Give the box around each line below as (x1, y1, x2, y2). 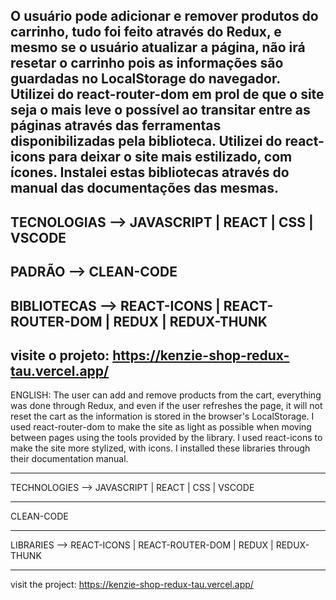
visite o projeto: (10, 347, 110, 364)
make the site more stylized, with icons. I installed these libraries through (10, 442, 311, 454)
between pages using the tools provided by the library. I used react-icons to (10, 432, 323, 444)
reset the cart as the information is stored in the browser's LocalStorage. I (10, 410, 315, 423)
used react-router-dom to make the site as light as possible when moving (10, 421, 312, 433)
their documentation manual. (10, 453, 129, 465)
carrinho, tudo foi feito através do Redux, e (10, 24, 282, 41)
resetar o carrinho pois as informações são (10, 55, 284, 72)
